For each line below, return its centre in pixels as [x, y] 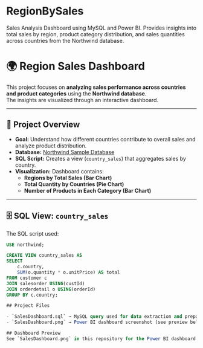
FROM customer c [27, 278]
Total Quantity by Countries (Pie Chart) [74, 184]
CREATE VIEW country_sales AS [44, 256]
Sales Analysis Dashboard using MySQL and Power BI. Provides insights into [101, 28]
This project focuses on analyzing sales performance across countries [96, 87]
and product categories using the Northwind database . [76, 93]
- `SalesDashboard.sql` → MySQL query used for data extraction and [94, 317]
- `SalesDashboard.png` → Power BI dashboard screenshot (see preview [97, 322]
